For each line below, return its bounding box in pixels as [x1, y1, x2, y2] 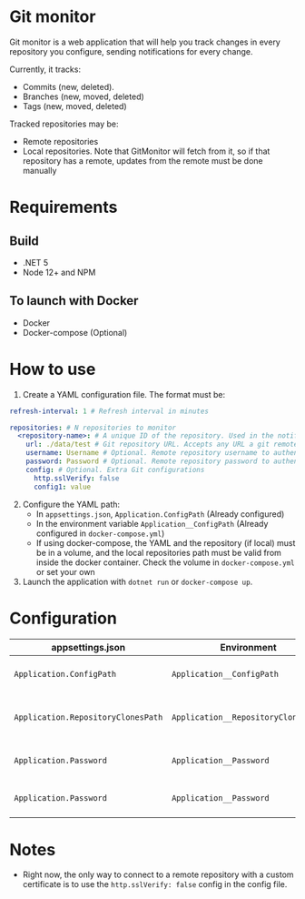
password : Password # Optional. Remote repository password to [25, 457, 271, 466]
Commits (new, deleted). [22, 81, 115, 92]
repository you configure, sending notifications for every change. [9, 45, 253, 56]
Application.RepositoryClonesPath [14, 712, 163, 722]
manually [22, 165, 57, 176]
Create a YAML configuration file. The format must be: [22, 389, 226, 399]
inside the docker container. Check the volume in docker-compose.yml [35, 557, 295, 568]
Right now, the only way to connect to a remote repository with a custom [22, 869, 294, 880]
